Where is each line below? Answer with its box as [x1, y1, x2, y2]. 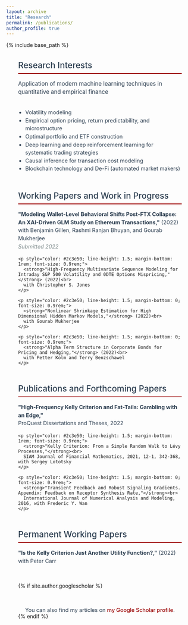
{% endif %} [18, 613, 49, 620]
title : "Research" [6, 14, 52, 20]
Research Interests [18, 59, 93, 70]
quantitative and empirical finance [18, 88, 109, 96]
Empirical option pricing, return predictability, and [25, 117, 150, 124]
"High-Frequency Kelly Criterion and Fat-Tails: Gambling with [18, 404, 178, 411]
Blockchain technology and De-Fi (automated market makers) [25, 165, 180, 172]
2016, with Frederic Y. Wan [18, 500, 88, 506]
